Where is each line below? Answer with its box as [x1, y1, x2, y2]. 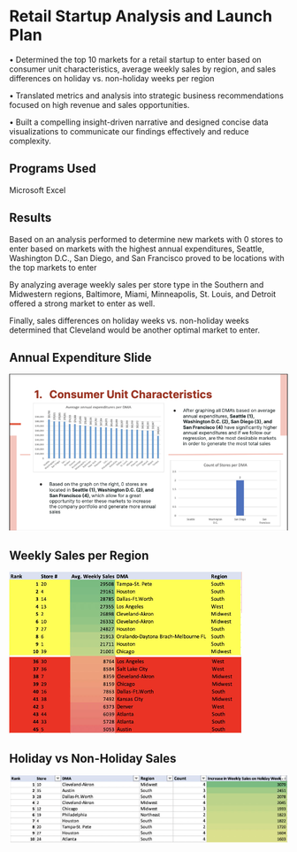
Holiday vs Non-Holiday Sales [9, 751, 177, 766]
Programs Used [9, 161, 97, 176]
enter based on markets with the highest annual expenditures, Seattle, [9, 243, 265, 254]
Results [9, 211, 52, 226]
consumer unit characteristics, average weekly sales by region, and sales [9, 64, 277, 74]
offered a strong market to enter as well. [9, 298, 156, 309]
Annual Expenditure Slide [9, 349, 152, 365]
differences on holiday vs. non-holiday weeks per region [9, 73, 215, 83]
